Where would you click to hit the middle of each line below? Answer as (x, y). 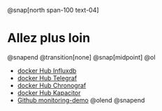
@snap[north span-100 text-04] (53, 10)
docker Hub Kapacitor (49, 92)
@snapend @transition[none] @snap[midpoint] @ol (81, 57)
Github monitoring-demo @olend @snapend (81, 100)
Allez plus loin (49, 38)
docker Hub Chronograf (52, 85)
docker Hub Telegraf (47, 78)
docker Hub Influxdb (47, 70)
